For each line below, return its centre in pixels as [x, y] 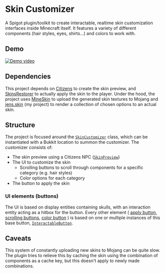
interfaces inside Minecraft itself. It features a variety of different [71, 28]
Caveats [18, 239]
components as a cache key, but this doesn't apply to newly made [72, 261]
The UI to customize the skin [41, 163]
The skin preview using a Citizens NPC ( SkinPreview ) [66, 157]
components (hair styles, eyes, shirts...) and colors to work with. [70, 33]
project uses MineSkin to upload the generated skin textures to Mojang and [82, 99]
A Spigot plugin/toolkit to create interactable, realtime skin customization [79, 23]
